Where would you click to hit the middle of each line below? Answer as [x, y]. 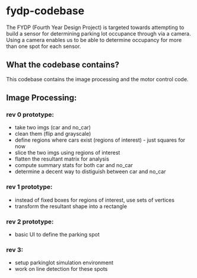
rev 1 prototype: [29, 187]
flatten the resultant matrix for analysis [62, 159]
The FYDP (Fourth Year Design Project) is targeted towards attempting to [95, 27]
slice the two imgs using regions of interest [67, 153]
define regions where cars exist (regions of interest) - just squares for [100, 140]
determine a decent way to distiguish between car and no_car [90, 172]
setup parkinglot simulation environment [64, 263]
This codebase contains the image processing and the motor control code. [97, 79]
